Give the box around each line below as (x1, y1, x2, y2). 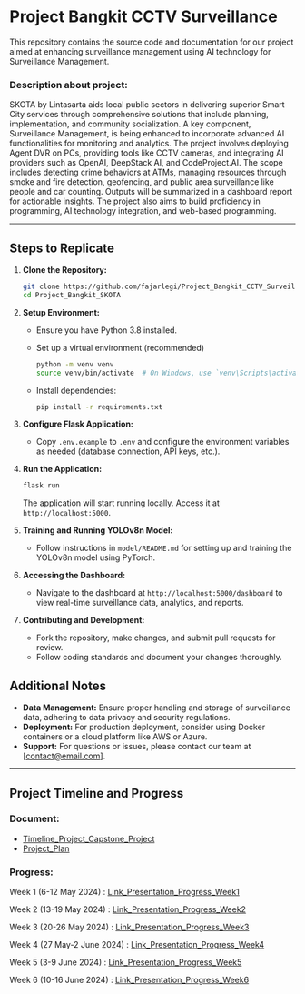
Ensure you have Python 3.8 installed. (35, 325, 178, 336)
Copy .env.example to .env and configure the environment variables (35, 437, 290, 447)
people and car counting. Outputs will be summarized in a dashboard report (9, 186, 293, 197)
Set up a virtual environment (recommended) (35, 342, 205, 353)
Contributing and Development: (22, 615, 145, 626)
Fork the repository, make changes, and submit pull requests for (35, 632, 276, 643)
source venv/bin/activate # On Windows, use (35, 368, 212, 377)
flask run (22, 481, 61, 490)
